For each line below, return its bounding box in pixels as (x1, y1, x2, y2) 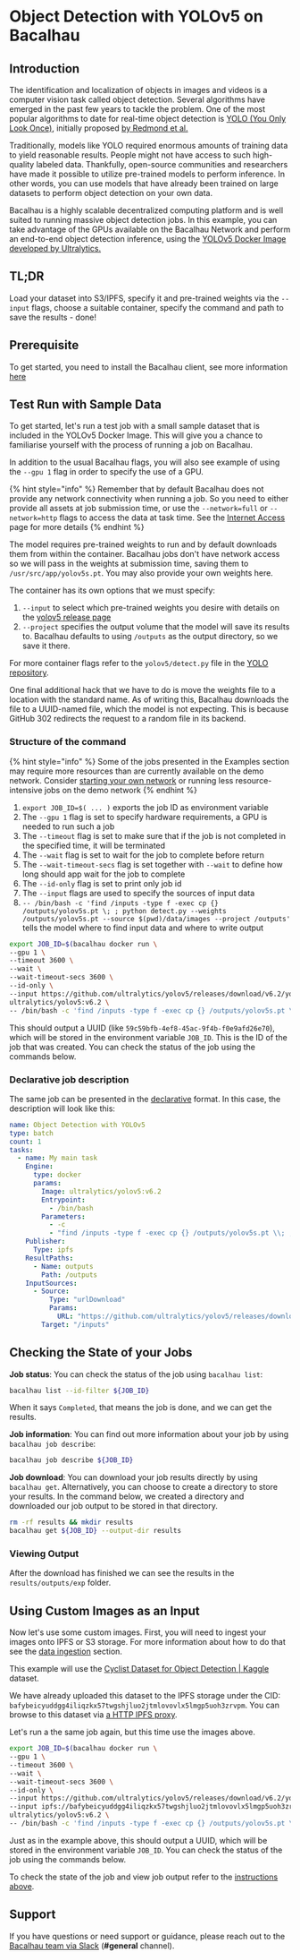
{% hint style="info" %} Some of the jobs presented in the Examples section (9, 756, 290, 766)
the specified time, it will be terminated (21, 840, 166, 851)
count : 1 (9, 1137, 42, 1146)
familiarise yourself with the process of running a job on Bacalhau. (9, 440, 253, 450)
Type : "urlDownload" (48, 1296, 126, 1305)
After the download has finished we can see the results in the (9, 1568, 235, 1579)
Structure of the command (9, 736, 127, 749)
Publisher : (25, 1237, 66, 1246)
